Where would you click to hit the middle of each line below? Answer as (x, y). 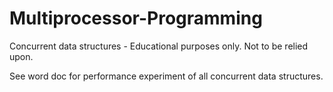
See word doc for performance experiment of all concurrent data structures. (166, 76)
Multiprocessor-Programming (136, 18)
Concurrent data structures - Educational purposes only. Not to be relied (159, 46)
